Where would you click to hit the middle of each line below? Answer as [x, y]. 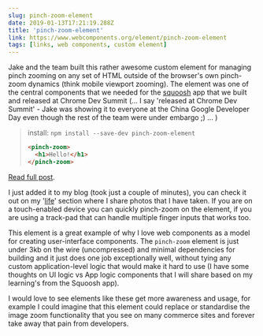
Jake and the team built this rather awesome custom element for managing [130, 67]
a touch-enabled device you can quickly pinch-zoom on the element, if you [130, 209]
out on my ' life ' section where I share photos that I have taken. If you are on [131, 200]
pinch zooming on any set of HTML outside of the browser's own [113, 76]
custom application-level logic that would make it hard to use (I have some [129, 266]
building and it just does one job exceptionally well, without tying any [120, 258]
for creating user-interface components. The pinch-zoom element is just [124, 241]
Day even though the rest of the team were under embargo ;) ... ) [113, 118]
